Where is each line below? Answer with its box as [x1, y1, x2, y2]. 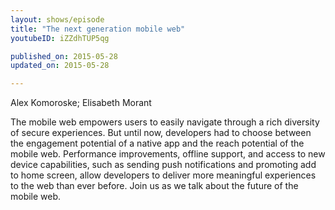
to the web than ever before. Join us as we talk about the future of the [10, 180, 299, 192]
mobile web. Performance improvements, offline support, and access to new [10, 148, 326, 160]
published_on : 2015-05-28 [10, 51, 118, 61]
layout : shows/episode [10, 14, 105, 25]
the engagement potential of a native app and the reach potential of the [10, 137, 305, 150]
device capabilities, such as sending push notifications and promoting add [10, 159, 317, 171]
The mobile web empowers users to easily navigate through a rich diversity [10, 116, 320, 128]
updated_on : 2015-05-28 [10, 61, 110, 71]
